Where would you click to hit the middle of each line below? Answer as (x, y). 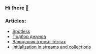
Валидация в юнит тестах (39, 42)
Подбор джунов (29, 36)
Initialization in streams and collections (51, 47)
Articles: (16, 20)
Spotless (21, 32)
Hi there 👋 (17, 8)
